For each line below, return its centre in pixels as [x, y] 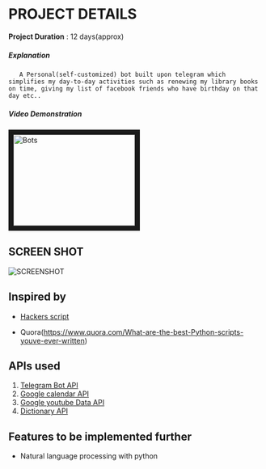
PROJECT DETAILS [73, 14]
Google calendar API [54, 394]
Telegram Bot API [49, 386]
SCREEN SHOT [46, 252]
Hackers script [44, 316]
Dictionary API [44, 411]
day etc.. [25, 95]
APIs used [34, 366]
